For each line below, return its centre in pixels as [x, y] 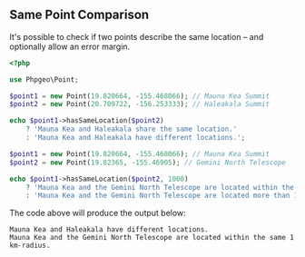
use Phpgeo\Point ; [44, 79]
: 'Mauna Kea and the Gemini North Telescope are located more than [158, 196]
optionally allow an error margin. [70, 46]
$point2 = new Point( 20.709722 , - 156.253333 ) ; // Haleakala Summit [140, 104]
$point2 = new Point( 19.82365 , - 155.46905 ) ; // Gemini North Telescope [148, 163]
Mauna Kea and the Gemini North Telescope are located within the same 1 [152, 238]
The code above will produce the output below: [98, 213]
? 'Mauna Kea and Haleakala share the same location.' [132, 129]
